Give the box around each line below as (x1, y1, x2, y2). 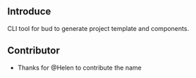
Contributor (7, 45, 60, 57)
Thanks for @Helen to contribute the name (17, 63, 142, 72)
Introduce (7, 6, 51, 18)
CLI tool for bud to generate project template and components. (7, 24, 189, 32)
